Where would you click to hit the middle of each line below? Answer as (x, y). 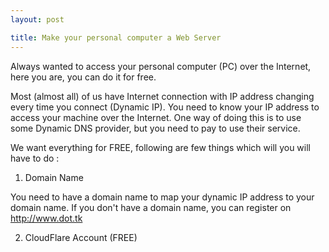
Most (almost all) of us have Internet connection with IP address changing (162, 96)
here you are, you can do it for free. (83, 77)
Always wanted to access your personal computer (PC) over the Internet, (161, 66)
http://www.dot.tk (46, 218)
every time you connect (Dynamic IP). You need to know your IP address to (165, 107)
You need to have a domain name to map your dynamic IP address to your (162, 197)
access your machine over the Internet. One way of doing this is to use (156, 117)
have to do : (35, 158)
